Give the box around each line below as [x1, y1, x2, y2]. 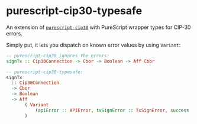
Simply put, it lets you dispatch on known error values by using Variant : [6, 41, 181, 48]
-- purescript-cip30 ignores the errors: [6, 53, 110, 58]
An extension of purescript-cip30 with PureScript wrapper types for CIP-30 [6, 24, 191, 31]
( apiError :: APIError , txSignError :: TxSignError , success [35, 107, 189, 113]
